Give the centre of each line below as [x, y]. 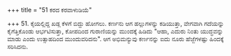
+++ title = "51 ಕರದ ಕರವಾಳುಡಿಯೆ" [50, 10]
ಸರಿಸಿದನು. [18, 46]
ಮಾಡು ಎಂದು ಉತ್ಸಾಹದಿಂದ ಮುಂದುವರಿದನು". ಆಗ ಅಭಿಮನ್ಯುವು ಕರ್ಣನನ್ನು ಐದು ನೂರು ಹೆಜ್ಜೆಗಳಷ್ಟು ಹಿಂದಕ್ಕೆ [115, 39]
